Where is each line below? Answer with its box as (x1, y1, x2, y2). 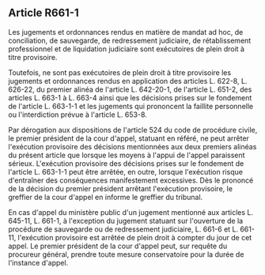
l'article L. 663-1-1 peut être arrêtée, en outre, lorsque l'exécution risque (8, 167, 244, 176)
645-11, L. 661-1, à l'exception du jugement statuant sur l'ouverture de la (8, 216, 244, 225)
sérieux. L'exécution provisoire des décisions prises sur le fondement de (8, 158, 244, 168)
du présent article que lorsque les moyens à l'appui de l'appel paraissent (8, 150, 245, 160)
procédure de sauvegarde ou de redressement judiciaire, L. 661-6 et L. (8, 224, 239, 234)
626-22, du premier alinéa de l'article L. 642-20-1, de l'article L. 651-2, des (8, 85, 252, 94)
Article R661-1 (8, 6, 79, 20)
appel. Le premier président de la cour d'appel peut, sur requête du (8, 241, 228, 251)
